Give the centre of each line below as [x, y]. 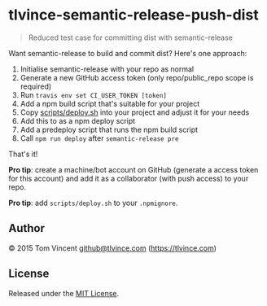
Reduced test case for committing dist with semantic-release [131, 37]
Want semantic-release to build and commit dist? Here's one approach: [128, 53]
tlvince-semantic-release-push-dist [133, 15]
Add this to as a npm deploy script [78, 120]
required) [36, 86]
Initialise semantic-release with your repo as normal [107, 69]
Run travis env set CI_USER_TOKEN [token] [94, 94]
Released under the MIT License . [64, 293]
